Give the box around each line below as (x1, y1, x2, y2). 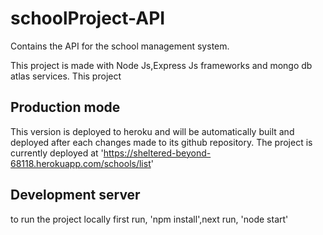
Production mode (10, 99, 121, 116)
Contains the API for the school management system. (10, 40, 230, 52)
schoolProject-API (10, 7, 166, 30)
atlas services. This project (10, 70, 122, 82)
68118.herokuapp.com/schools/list (10, 157, 152, 169)
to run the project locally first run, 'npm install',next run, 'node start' (10, 213, 289, 225)
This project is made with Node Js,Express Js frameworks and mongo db (10, 59, 313, 71)
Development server (10, 187, 141, 204)
